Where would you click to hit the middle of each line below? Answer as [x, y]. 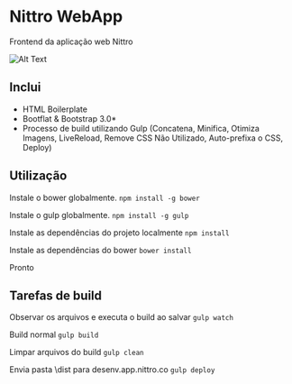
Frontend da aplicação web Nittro [71, 41]
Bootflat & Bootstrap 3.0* [69, 118]
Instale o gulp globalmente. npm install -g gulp [99, 215]
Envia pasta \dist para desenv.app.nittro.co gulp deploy [112, 370]
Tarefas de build [55, 295]
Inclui [25, 87]
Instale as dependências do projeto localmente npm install [119, 233]
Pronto [22, 267]
